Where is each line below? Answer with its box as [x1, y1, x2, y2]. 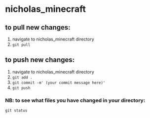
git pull [12, 42, 31, 47]
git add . [12, 75, 33, 80]
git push [12, 85, 31, 90]
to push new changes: [5, 56, 75, 64]
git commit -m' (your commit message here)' [12, 80, 106, 85]
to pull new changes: [5, 23, 71, 32]
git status [5, 108, 28, 113]
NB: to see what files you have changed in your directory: [5, 97, 146, 104]
